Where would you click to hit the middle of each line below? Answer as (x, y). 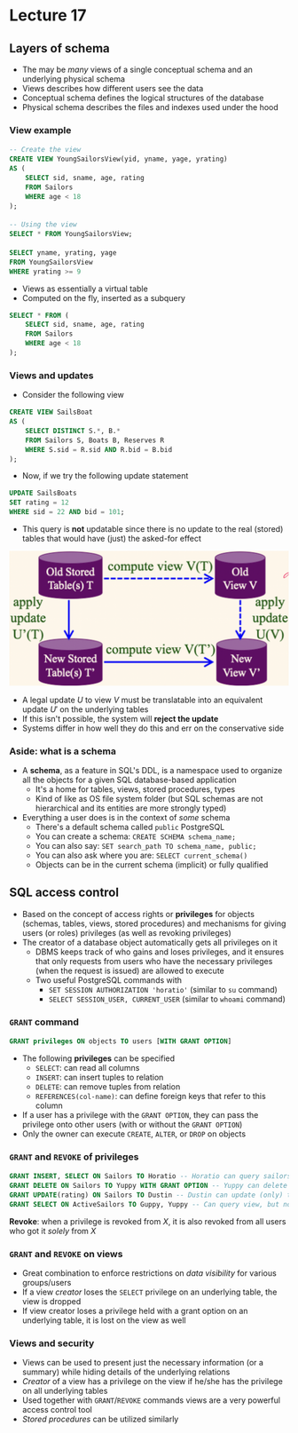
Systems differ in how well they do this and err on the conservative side (153, 728)
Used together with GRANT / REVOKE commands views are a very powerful (151, 1400)
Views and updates (52, 376)
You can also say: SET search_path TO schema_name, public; (146, 846)
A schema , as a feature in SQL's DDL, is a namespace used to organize (152, 771)
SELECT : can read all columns (87, 1068)
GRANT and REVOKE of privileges (74, 1157)
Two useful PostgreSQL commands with (108, 980)
